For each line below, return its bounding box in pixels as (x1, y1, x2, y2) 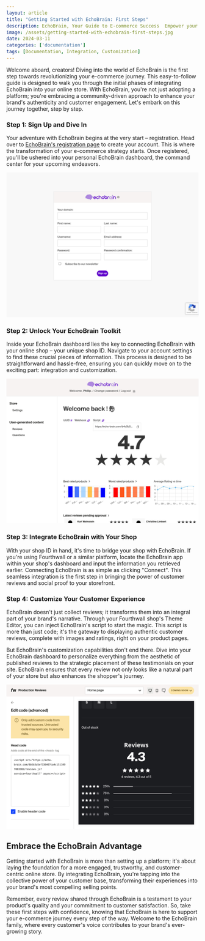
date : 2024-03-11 (6, 35, 51, 42)
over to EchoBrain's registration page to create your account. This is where (6, 141, 195, 148)
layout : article (6, 10, 48, 16)
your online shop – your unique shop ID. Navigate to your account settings (6, 347, 193, 354)
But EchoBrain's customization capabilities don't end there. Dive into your (6, 646, 191, 654)
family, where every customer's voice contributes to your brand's (6, 921, 171, 928)
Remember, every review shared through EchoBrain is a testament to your (6, 895, 192, 902)
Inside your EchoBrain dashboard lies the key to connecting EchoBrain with (6, 340, 195, 348)
